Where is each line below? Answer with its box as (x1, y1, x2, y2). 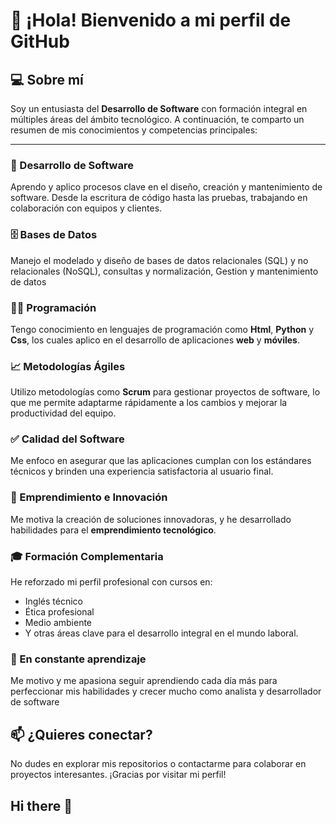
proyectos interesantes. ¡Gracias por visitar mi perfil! (10, 769, 227, 781)
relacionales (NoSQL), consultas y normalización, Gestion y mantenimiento (10, 265, 319, 277)
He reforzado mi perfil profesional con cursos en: (10, 576, 213, 588)
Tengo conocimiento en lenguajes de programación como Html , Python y (10, 323, 314, 335)
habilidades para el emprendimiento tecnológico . (10, 524, 217, 536)
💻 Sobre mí (10, 71, 84, 88)
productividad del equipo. (10, 407, 117, 419)
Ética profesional (24, 606, 95, 618)
